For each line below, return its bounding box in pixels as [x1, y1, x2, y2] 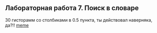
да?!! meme [5, 22, 29, 28]
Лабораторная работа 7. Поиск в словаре [5, 4, 139, 12]
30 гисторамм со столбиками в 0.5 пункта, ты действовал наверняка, [5, 17, 153, 23]
